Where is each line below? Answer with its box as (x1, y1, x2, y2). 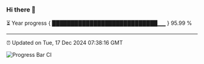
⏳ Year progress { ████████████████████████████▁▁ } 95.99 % (6, 19, 192, 27)
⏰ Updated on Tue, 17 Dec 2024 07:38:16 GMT (6, 39, 123, 46)
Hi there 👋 (6, 5, 36, 14)
